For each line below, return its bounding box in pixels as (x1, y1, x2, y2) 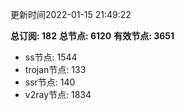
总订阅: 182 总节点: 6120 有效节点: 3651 (10, 30, 175, 42)
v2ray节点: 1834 (24, 89, 92, 100)
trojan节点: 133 (24, 64, 87, 75)
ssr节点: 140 (24, 76, 76, 88)
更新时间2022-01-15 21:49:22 (10, 9, 132, 20)
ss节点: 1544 (24, 51, 78, 63)
